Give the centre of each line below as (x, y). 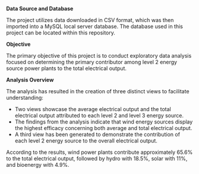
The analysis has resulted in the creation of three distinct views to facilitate (98, 91)
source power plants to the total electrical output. (66, 68)
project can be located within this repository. (61, 33)
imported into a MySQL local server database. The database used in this (94, 26)
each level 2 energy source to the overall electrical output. (86, 141)
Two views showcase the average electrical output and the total (93, 109)
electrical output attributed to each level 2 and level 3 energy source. (99, 116)
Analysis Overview (30, 80)
